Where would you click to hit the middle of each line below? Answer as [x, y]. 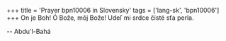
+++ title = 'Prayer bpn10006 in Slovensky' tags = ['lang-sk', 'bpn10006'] [113, 10]
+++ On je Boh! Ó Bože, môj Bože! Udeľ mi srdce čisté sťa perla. [100, 18]
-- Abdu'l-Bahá [29, 31]
